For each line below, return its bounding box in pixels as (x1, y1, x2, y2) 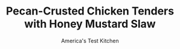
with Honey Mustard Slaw (24, 17, 156, 31)
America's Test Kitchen (60, 37, 120, 44)
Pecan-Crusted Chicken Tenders (5, 4, 175, 18)
